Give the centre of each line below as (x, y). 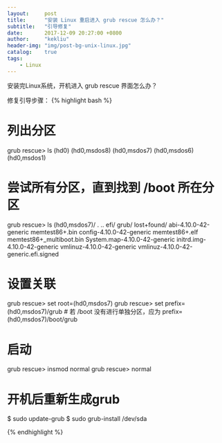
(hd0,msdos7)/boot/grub (43, 319)
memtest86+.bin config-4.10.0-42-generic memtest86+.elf (114, 232)
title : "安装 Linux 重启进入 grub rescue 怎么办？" (86, 20)
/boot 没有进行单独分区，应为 (119, 312)
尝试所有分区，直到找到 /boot (91, 188)
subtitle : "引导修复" (39, 26)
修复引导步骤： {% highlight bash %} (60, 100)
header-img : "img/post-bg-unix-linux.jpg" (69, 46)
